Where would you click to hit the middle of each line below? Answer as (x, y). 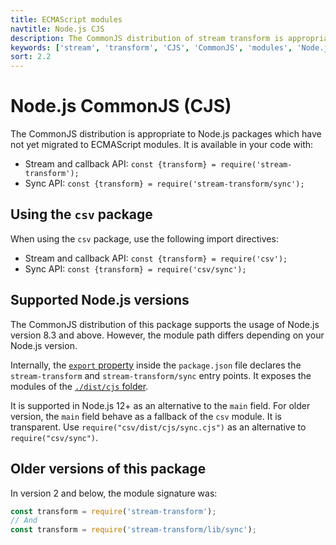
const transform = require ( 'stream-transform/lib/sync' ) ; (133, 530)
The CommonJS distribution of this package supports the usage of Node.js (165, 324)
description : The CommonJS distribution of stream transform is (147, 38)
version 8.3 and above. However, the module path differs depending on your (167, 335)
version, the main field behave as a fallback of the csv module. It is (146, 416)
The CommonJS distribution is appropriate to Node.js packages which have (166, 134)
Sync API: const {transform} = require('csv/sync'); (135, 268)
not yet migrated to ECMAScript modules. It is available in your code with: (162, 145)
